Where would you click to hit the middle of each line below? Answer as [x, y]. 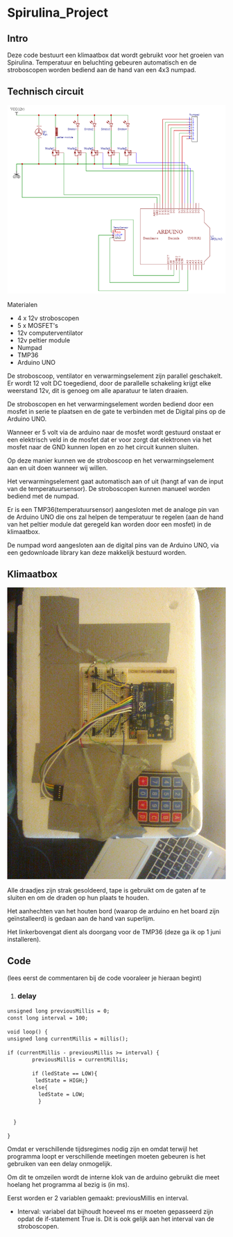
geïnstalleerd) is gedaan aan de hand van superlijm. [81, 918]
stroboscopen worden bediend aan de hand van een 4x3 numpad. [102, 70]
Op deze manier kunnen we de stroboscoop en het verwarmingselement [111, 460]
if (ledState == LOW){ [65, 1073]
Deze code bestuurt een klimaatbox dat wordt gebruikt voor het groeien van [115, 55]
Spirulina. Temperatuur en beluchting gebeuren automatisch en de [102, 63]
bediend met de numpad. [43, 496]
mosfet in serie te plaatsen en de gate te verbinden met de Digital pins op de [116, 412]
